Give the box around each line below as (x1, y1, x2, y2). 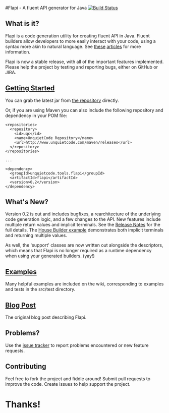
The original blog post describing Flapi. (5, 314, 87, 320)
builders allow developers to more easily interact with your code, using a (5, 38, 156, 44)
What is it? (5, 19, 39, 28)
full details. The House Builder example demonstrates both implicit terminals (5, 227, 164, 233)
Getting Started (5, 84, 55, 93)
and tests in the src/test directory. (5, 286, 76, 292)
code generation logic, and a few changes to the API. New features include (5, 216, 161, 222)
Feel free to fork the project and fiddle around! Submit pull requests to (5, 376, 150, 382)
